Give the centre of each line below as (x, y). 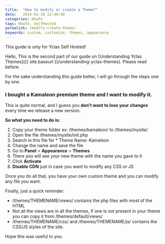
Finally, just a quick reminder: (35, 191)
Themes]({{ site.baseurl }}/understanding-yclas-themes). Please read (76, 62)
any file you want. (23, 182)
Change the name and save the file (48, 146)
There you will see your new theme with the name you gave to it (77, 156)
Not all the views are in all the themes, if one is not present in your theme (86, 211)
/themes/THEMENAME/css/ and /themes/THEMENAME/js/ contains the (85, 222)
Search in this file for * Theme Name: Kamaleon (61, 140)
